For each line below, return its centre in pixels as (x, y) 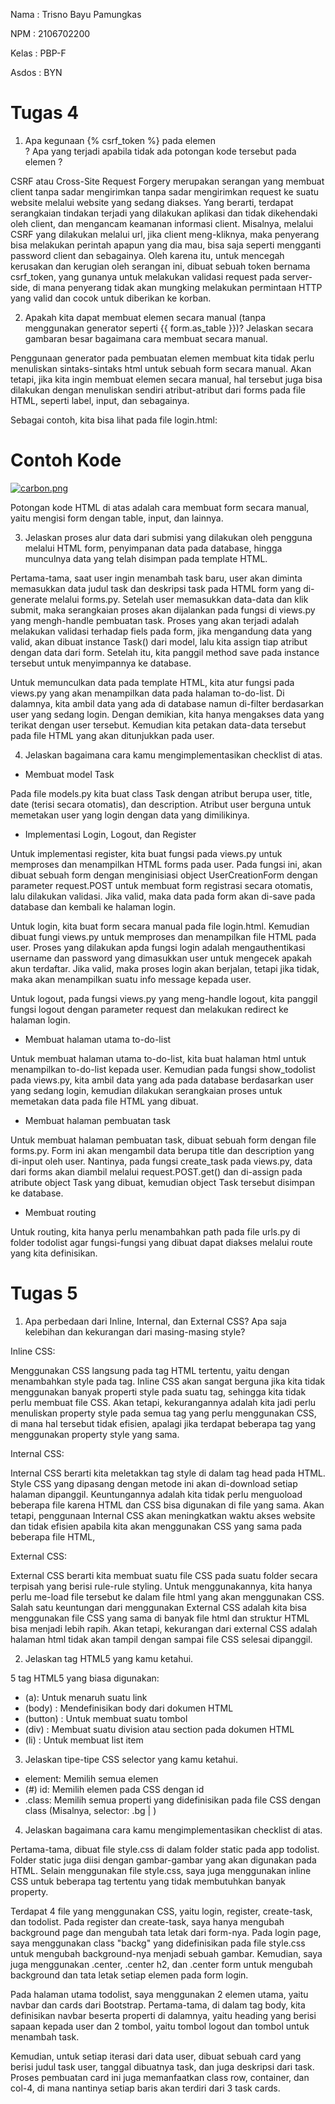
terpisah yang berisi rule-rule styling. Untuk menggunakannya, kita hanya (161, 1586)
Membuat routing (60, 1212)
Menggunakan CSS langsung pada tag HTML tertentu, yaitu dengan (150, 1370)
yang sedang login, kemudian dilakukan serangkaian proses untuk (146, 1090)
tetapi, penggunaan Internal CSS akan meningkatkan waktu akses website (163, 1515)
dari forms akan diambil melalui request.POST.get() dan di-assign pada (156, 1171)
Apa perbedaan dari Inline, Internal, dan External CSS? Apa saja (155, 1321)
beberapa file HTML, (53, 1536)
